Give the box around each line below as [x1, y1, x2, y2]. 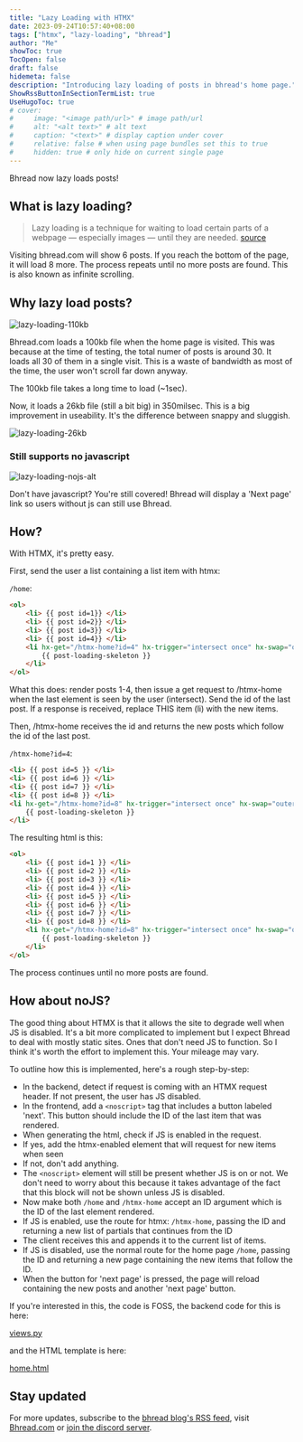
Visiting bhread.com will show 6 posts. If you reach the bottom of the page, [9, 250, 289, 260]
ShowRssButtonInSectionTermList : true [9, 89, 155, 98]
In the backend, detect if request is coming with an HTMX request [22, 1081, 268, 1092]
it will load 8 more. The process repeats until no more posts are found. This [9, 259, 289, 270]
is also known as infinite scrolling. [9, 269, 134, 280]
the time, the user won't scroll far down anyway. [9, 365, 188, 376]
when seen [22, 1148, 64, 1159]
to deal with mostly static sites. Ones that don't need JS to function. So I [9, 1036, 278, 1047]
